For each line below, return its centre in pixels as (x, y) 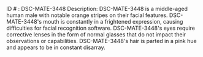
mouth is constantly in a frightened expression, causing (113, 22)
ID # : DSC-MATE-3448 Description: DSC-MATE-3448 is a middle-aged (97, 9)
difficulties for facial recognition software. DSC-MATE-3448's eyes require (101, 28)
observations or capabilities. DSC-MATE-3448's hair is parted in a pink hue (102, 41)
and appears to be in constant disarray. (56, 47)
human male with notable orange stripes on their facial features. (87, 15)
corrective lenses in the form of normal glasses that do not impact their (96, 35)
